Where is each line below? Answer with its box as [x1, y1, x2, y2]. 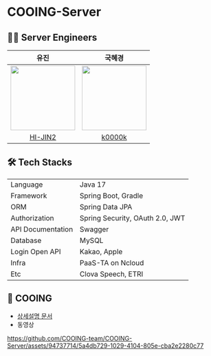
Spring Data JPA [79, 202, 133, 211]
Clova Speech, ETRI [79, 269, 144, 279]
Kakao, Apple [79, 247, 123, 256]
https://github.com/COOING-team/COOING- [7, 334, 133, 342]
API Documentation [10, 224, 74, 234]
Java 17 [79, 180, 107, 189]
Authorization [10, 213, 54, 222]
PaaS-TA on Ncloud [79, 258, 144, 267]
